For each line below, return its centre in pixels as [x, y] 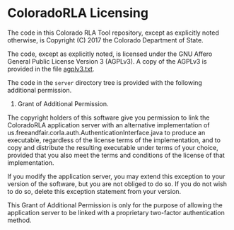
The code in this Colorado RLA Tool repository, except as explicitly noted [113, 33]
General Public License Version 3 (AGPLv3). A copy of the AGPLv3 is [107, 61]
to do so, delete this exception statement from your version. [94, 191]
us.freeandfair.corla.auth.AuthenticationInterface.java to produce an [106, 132]
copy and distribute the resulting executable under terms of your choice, [113, 147]
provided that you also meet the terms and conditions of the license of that [116, 155]
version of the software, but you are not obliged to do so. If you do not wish [117, 184]
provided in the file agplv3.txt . [51, 69]
